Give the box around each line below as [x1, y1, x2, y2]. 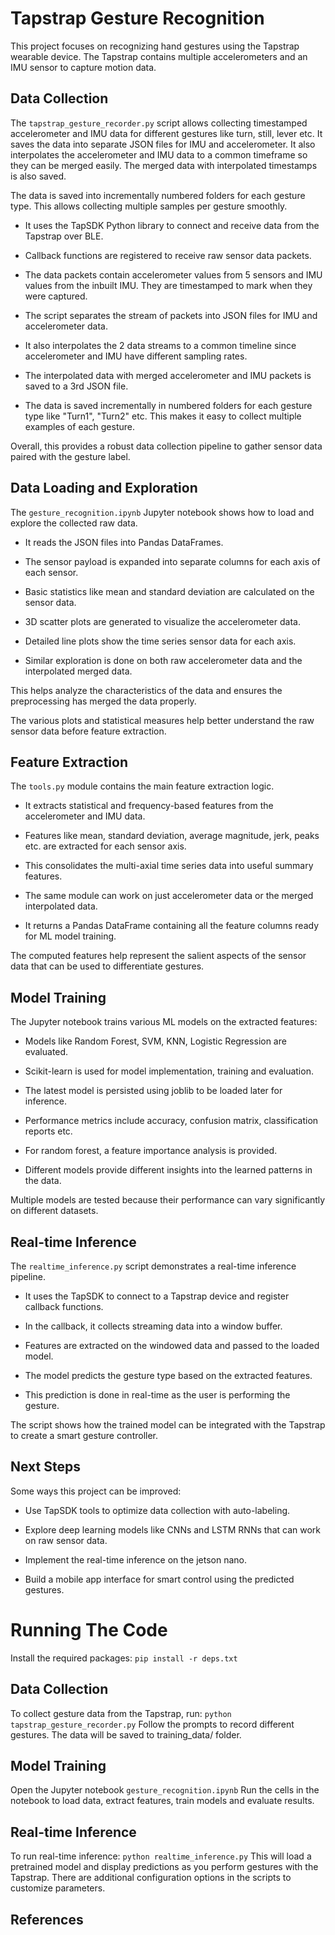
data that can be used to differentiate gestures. [10, 960, 205, 972]
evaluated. [24, 1046, 69, 1058]
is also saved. [10, 170, 67, 182]
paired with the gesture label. [10, 450, 131, 462]
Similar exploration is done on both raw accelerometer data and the [24, 654, 303, 666]
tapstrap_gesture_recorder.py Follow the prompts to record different [10, 1718, 295, 1730]
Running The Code [10, 1619, 168, 1641]
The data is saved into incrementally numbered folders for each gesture [10, 189, 306, 201]
